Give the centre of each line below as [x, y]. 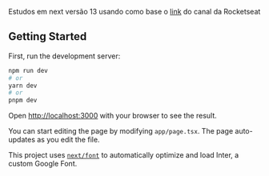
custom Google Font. [43, 164]
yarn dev [23, 86]
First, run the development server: [64, 56]
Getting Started [48, 36]
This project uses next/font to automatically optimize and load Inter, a [124, 155]
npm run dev [28, 70]
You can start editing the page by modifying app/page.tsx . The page [121, 131]
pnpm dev [23, 100]
